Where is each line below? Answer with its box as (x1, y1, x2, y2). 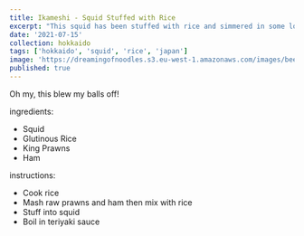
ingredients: (9, 106, 54, 117)
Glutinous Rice (22, 133, 77, 144)
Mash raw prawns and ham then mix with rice (22, 196, 193, 208)
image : (9, 55, 34, 64)
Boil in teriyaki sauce (22, 216, 100, 227)
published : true (9, 64, 71, 73)
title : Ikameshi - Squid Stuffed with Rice (9, 13, 176, 23)
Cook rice (22, 187, 60, 198)
